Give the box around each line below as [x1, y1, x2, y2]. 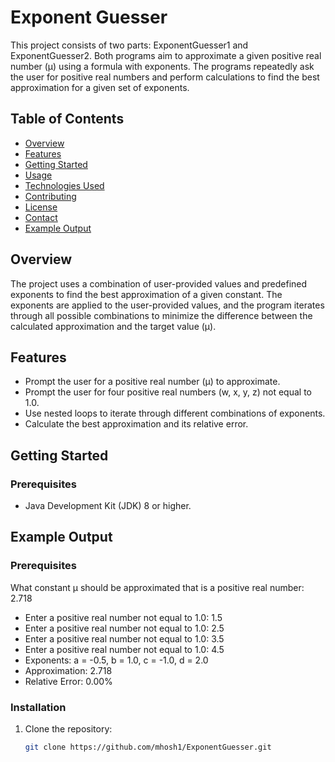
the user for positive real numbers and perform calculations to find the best [10, 71, 320, 83]
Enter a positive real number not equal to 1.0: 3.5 [24, 632, 225, 645]
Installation [10, 700, 67, 714]
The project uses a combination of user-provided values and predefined [10, 277, 308, 290]
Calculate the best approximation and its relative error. [24, 418, 249, 430]
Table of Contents [10, 111, 125, 128]
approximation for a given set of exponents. [10, 81, 190, 93]
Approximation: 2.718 [24, 664, 113, 676]
